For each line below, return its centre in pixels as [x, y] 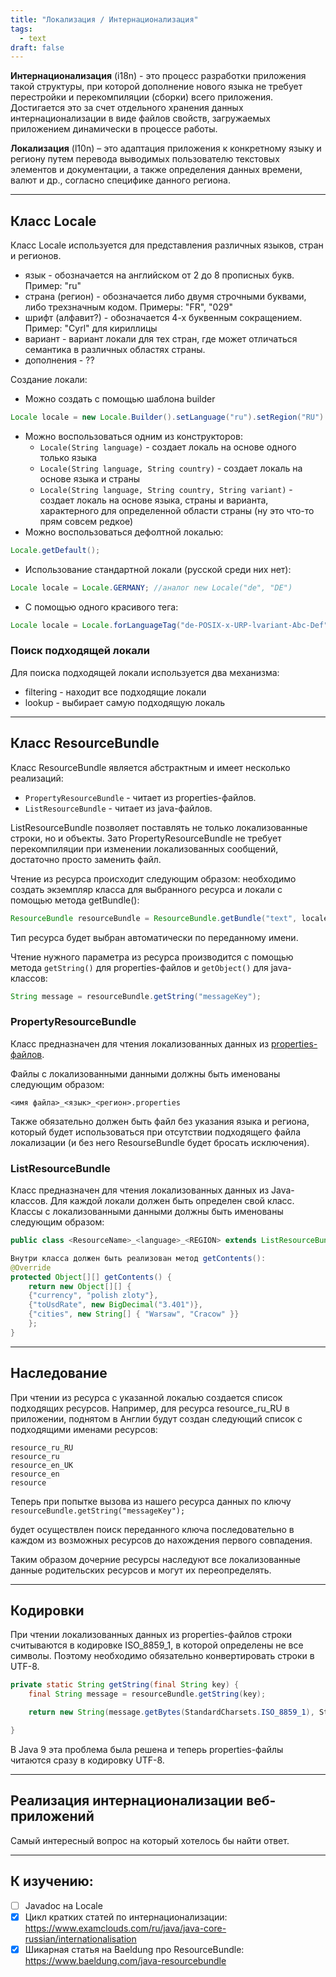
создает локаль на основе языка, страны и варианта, [154, 500]
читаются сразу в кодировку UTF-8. [87, 1760]
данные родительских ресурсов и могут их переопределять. [141, 1570]
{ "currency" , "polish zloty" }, [93, 1296]
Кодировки [47, 1610]
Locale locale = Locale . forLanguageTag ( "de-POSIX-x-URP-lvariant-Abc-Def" [169, 625]
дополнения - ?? [59, 360]
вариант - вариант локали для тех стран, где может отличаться [161, 339]
